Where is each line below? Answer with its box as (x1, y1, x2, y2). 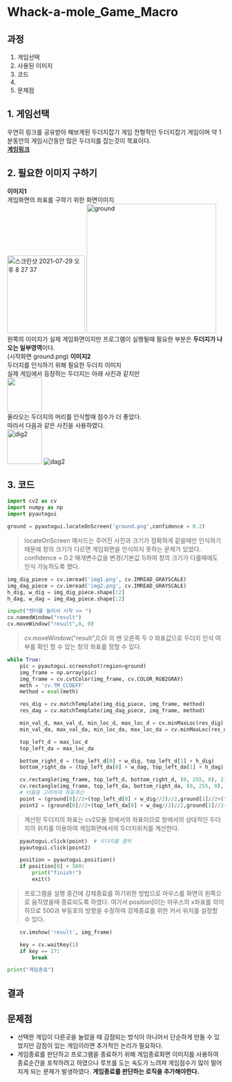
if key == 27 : (19, 947, 60, 954)
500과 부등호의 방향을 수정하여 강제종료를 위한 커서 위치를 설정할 (42, 906, 218, 914)
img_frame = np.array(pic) (19, 669, 97, 676)
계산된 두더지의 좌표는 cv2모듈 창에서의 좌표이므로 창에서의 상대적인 (23, 815, 209, 823)
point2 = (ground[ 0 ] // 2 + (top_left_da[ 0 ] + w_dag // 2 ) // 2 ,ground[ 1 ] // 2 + (19, 802, 227, 809)
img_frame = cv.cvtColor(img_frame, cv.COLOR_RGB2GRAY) (19, 676, 184, 682)
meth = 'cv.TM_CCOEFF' (19, 682, 85, 689)
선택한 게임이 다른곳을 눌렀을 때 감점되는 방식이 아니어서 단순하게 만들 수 (17, 1032, 213, 1041)
